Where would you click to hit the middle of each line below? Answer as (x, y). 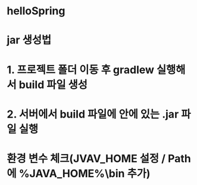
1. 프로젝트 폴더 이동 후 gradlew (80, 70)
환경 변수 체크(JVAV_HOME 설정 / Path (99, 158)
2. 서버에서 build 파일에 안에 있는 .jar (93, 114)
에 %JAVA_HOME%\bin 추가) (79, 173)
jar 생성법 (29, 40)
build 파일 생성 (53, 84)
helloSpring (36, 11)
